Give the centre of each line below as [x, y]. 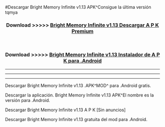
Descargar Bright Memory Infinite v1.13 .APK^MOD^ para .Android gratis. [78, 85]
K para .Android [82, 61]
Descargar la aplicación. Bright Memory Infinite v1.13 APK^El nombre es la [80, 95]
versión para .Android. [28, 100]
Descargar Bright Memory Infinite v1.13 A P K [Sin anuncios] [66, 110]
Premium [82, 31]
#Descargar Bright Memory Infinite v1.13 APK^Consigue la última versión [78, 7]
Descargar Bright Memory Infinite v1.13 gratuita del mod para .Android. [76, 119]
